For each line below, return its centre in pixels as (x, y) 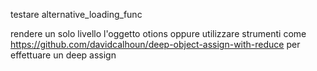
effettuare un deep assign (63, 55)
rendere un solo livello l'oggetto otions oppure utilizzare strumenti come (158, 33)
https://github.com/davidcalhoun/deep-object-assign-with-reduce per (155, 44)
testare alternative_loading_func (76, 14)
